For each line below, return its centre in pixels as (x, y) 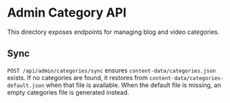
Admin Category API (67, 13)
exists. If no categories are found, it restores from (78, 77)
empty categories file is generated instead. (68, 92)
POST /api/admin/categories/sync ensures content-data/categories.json (112, 70)
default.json (26, 85)
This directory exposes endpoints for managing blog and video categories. (113, 32)
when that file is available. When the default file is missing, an (133, 85)
